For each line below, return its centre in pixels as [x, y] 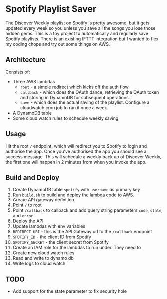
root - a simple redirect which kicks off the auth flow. [75, 87]
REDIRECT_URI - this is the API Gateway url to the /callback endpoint [82, 232]
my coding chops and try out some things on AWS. [58, 44]
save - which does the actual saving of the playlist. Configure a [85, 102]
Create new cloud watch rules [44, 253]
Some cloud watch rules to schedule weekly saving [66, 118]
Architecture [26, 60]
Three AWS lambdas [34, 81]
